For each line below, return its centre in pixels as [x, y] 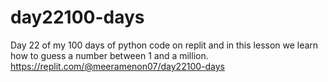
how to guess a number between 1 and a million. [109, 55]
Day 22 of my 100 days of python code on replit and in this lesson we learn [164, 45]
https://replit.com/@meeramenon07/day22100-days [117, 66]
